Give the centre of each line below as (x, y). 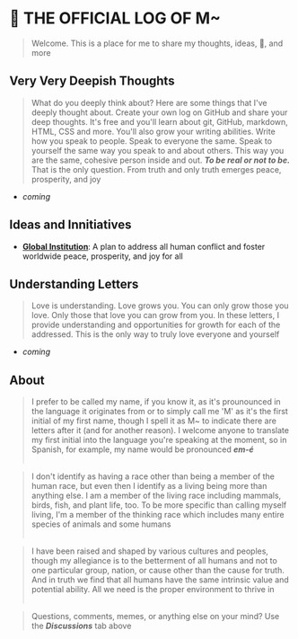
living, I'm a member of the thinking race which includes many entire (158, 515)
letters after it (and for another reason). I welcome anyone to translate (160, 430)
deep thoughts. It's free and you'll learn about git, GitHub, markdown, (160, 121)
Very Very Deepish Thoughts (92, 81)
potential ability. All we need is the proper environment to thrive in (153, 590)
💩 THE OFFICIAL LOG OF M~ (115, 18)
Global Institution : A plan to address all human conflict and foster (144, 246)
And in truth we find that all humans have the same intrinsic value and (160, 580)
